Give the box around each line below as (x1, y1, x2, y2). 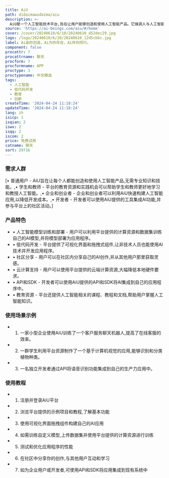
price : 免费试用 (5, 138, 36, 143)
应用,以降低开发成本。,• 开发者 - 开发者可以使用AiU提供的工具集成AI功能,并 (5, 197, 161, 203)
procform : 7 (5, 59, 30, 64)
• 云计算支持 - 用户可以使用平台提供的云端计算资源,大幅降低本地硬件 (12, 267, 154, 273)
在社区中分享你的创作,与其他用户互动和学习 (20, 455, 110, 461)
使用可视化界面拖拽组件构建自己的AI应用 (20, 421, 104, 427)
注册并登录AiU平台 (20, 397, 59, 403)
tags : (5, 77, 17, 83)
